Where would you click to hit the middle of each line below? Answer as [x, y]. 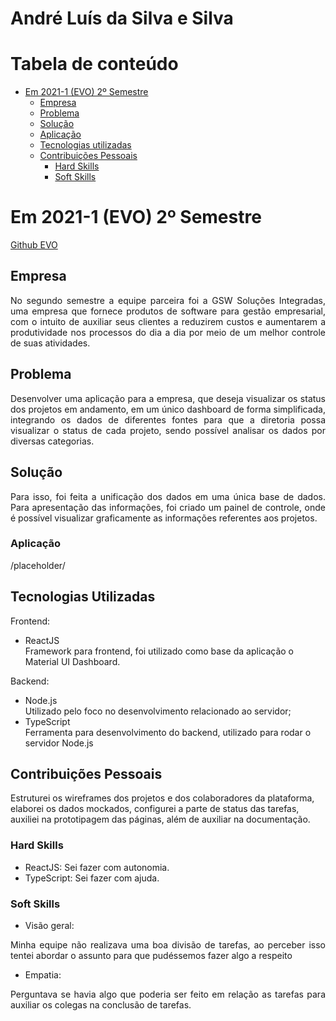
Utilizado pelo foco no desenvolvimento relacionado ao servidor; [158, 711]
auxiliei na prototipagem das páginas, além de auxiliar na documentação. [160, 819]
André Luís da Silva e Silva [122, 18]
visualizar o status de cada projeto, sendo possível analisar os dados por [168, 430]
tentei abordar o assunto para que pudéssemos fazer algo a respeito [151, 956]
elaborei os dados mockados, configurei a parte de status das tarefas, [155, 809]
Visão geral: [49, 926]
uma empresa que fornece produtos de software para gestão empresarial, [168, 311]
